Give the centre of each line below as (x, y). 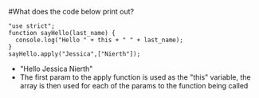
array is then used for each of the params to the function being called (134, 86)
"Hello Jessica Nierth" (56, 69)
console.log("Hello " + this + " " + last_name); (99, 40)
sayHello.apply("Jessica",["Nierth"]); (75, 54)
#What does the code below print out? (71, 12)
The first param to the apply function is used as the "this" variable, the (135, 77)
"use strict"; (32, 26)
